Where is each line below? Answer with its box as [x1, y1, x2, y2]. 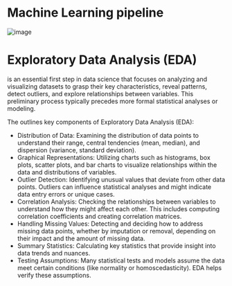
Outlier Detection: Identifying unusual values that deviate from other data [17, 175, 226, 184]
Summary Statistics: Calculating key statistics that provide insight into [17, 241, 216, 250]
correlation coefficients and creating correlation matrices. [17, 212, 182, 220]
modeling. [7, 104, 36, 112]
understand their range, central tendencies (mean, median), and [17, 138, 201, 147]
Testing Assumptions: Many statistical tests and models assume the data [17, 256, 225, 265]
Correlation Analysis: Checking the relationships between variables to [17, 197, 216, 206]
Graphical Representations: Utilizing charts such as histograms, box [17, 153, 211, 161]
